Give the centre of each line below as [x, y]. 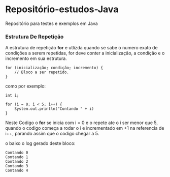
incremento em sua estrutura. [36, 58]
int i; [12, 96]
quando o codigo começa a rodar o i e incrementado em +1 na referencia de [85, 128]
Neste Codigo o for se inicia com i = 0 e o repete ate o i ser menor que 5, [82, 123]
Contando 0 [17, 153]
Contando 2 [17, 162]
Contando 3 [17, 166]
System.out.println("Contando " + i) [54, 109]
